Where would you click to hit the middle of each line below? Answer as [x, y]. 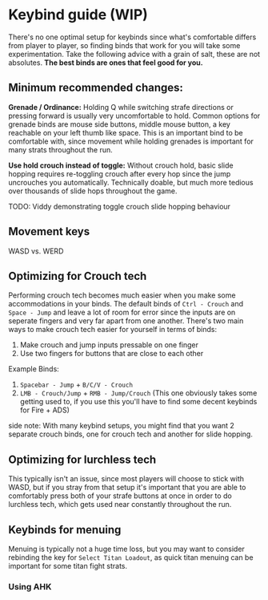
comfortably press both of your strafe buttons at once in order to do [120, 496]
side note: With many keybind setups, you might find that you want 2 [121, 426]
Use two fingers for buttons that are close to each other [112, 354]
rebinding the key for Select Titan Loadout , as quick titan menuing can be [131, 557]
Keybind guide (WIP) [78, 15]
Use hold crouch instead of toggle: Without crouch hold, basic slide [121, 165]
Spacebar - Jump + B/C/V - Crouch [76, 385]
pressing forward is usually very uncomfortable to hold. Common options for [134, 116]
